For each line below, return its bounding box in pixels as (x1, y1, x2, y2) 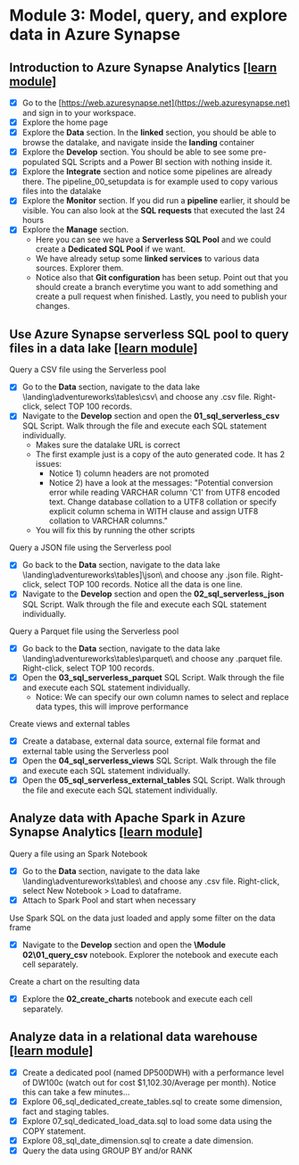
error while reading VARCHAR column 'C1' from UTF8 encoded (48, 487, 280, 498)
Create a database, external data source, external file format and (21, 736, 261, 746)
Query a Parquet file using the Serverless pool (9, 626, 179, 637)
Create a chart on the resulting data (9, 976, 140, 986)
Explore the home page (21, 117, 109, 128)
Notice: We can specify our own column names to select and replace (35, 691, 289, 702)
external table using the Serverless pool (21, 745, 170, 756)
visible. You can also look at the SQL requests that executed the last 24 (21, 205, 286, 216)
